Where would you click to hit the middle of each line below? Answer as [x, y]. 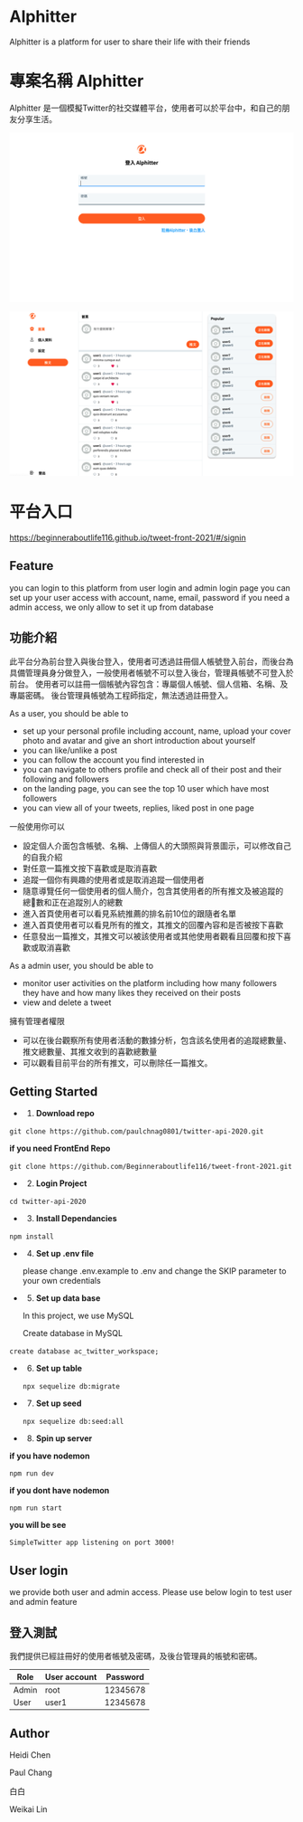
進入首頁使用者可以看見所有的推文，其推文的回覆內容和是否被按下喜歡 [153, 925]
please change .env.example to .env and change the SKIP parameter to [154, 1271]
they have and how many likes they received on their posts [132, 992]
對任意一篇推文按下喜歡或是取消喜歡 [90, 868]
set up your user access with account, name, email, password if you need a [150, 597]
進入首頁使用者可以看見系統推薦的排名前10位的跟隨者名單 [129, 913]
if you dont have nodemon [60, 1491]
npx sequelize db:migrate [71, 1387]
